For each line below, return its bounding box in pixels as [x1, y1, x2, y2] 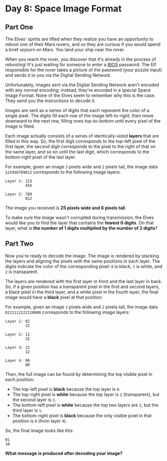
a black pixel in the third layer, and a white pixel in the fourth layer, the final [5, 289, 159, 295]
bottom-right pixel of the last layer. [5, 154, 76, 160]
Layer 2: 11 [5, 332, 30, 337]
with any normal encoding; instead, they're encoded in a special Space [5, 87, 151, 93]
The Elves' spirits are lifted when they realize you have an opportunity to [5, 36, 154, 42]
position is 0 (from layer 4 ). [12, 418, 67, 424]
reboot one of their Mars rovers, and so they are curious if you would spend [5, 41, 161, 47]
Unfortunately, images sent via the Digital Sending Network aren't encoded [5, 82, 160, 88]
